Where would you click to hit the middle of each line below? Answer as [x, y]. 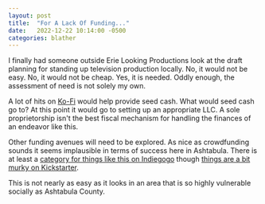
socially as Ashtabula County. [57, 191]
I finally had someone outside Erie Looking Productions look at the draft [125, 61]
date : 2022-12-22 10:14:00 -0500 [67, 30]
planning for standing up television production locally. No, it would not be [128, 69]
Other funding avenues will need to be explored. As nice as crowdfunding [129, 142]
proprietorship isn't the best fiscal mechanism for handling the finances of [130, 118]
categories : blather [43, 38]
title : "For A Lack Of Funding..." [69, 23]
